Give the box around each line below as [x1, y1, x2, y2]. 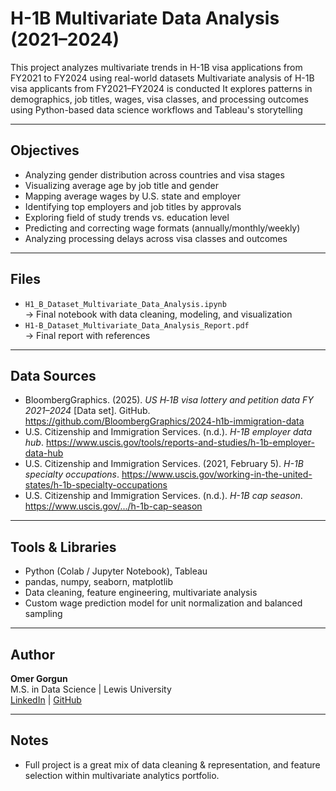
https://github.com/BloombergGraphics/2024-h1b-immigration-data [24, 415, 305, 427]
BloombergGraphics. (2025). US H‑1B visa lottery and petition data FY [24, 394, 314, 406]
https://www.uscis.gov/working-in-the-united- [121, 468, 313, 481]
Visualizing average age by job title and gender [24, 179, 219, 191]
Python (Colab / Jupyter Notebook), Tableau [24, 565, 208, 577]
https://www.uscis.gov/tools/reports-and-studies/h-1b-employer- [45, 437, 315, 449]
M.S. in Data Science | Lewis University [10, 683, 172, 695]
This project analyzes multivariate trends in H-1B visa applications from [10, 61, 303, 73]
